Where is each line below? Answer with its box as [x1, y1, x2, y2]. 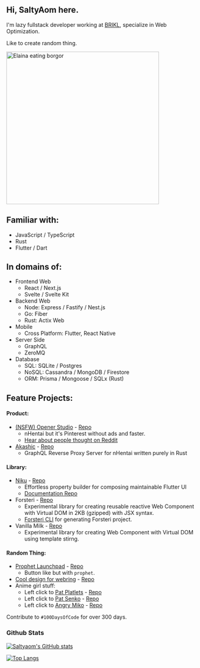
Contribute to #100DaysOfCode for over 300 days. [6, 613, 127, 621]
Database [15, 356, 40, 363]
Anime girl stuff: [15, 582, 56, 589]
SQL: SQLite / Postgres [24, 362, 82, 370]
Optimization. [6, 27, 40, 35]
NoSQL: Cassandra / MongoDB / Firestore [24, 368, 130, 376]
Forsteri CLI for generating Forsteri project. [24, 515, 132, 523]
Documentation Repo [24, 490, 78, 497]
